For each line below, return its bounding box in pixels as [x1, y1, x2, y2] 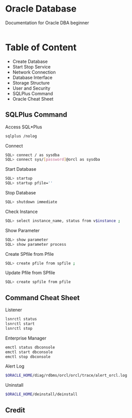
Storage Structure [12, 80, 50, 86]
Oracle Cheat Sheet [12, 96, 54, 102]
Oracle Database [5, 3, 77, 15]
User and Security [12, 85, 50, 91]
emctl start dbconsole [5, 350, 53, 355]
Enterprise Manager [5, 335, 47, 341]
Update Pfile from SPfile [5, 270, 55, 276]
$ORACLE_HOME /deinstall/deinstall [5, 392, 78, 397]
